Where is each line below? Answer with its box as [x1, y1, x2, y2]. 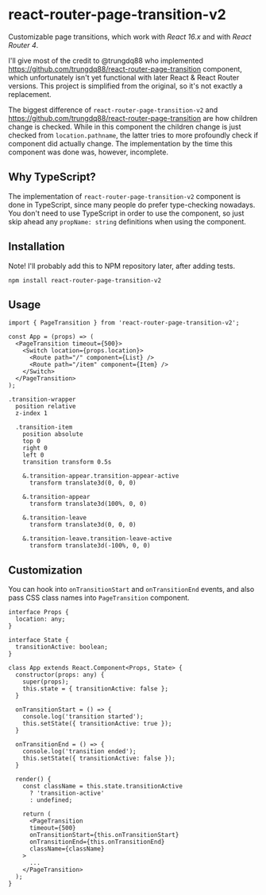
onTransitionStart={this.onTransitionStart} [29, 831, 179, 839]
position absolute [22, 430, 83, 438]
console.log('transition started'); [22, 713, 145, 721]
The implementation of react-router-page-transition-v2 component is [8, 191, 241, 200]
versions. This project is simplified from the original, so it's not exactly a [8, 81, 244, 91]
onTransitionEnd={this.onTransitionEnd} [29, 838, 165, 846]
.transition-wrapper [8, 395, 77, 403]
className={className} [29, 845, 105, 853]
